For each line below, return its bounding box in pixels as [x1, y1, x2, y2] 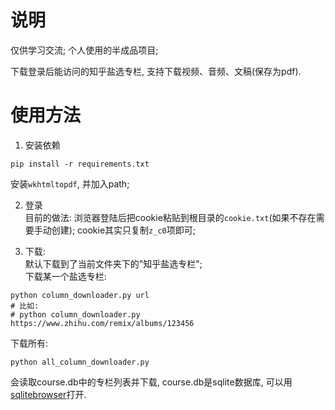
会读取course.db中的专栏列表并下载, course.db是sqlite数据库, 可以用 [10, 376, 293, 388]
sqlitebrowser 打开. [10, 388, 87, 400]
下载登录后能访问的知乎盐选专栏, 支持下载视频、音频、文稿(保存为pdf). [10, 65, 302, 77]
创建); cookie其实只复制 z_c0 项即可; [51, 224, 196, 236]
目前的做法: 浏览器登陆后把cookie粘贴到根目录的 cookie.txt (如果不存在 [24, 211, 317, 223]
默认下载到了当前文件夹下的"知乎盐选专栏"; [24, 257, 203, 270]
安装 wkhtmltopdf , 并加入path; [10, 177, 130, 190]
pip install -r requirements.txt [10, 159, 150, 169]
